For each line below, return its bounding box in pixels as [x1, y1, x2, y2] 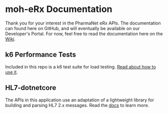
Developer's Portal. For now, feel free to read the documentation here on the [5, 30, 163, 36]
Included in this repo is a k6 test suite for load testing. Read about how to [5, 63, 156, 69]
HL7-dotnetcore [5, 83, 57, 92]
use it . [5, 69, 18, 75]
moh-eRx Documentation [5, 3, 113, 15]
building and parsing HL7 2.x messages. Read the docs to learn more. [5, 102, 149, 108]
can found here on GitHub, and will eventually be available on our [5, 25, 140, 31]
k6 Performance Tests [5, 50, 76, 59]
